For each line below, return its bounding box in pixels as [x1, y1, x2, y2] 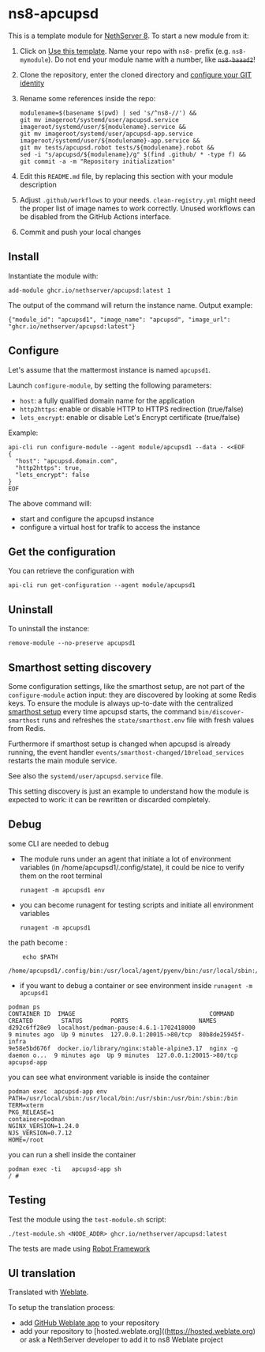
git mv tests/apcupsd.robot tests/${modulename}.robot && [19, 143, 215, 151]
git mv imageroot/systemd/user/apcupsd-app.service [19, 130, 193, 138]
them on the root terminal [19, 871, 103, 881]
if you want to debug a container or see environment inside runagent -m [19, 980, 253, 990]
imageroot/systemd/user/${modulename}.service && [19, 123, 187, 131]
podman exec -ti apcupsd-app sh [8, 1165, 122, 1173]
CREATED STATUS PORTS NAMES [8, 1017, 217, 1024]
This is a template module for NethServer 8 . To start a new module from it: [8, 31, 250, 40]
